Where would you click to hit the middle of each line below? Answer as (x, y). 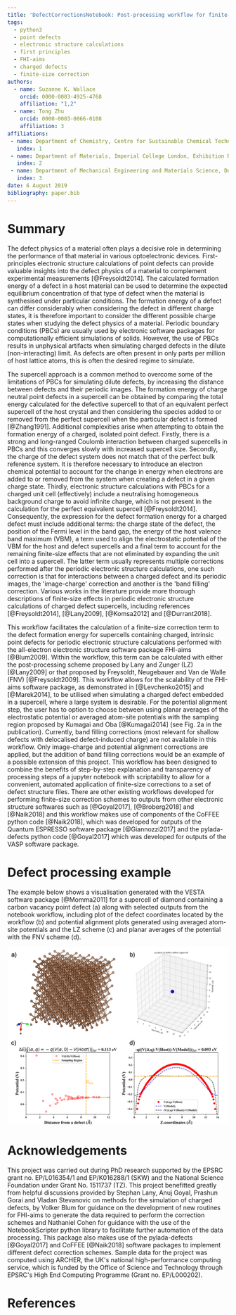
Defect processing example (89, 872)
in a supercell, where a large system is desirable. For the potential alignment (117, 702)
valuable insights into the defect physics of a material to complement (107, 270)
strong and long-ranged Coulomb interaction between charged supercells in (118, 441)
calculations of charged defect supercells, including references (99, 606)
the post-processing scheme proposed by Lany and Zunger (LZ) (100, 665)
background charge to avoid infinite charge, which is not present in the (110, 501)
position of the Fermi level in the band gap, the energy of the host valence (114, 531)
